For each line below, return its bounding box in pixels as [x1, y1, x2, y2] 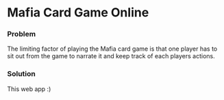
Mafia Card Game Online [7, 5, 149, 21]
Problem [7, 29, 36, 39]
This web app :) [7, 84, 51, 93]
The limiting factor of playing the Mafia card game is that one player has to [7, 45, 218, 53]
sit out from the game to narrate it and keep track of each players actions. [7, 52, 216, 60]
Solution [7, 69, 36, 79]
